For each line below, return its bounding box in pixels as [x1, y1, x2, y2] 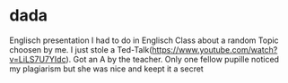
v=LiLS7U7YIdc [9, 54, 66, 64]
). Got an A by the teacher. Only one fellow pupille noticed [65, 54, 280, 64]
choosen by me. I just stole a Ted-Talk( [9, 44, 153, 54]
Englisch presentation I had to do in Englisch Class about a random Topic [9, 35, 280, 46]
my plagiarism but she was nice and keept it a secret [9, 63, 204, 74]
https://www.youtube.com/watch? [152, 44, 278, 54]
